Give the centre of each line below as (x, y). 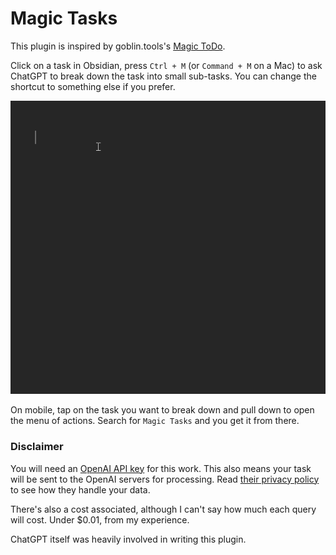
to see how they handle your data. (80, 489)
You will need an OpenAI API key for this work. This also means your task (161, 468)
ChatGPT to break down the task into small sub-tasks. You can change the (163, 76)
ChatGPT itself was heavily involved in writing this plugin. (128, 539)
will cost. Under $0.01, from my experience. (100, 519)
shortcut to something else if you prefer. (93, 86)
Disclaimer (37, 447)
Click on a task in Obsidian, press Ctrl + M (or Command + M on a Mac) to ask (166, 65)
